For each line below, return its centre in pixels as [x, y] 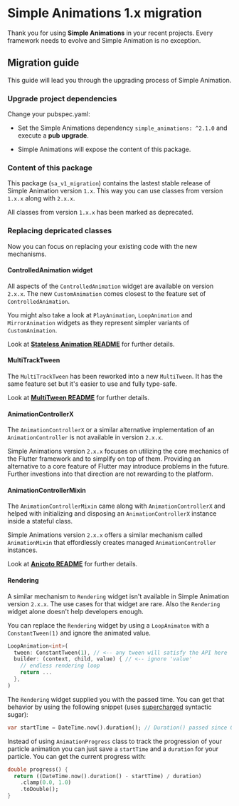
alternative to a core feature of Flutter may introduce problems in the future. [118, 466]
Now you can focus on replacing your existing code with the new [102, 246]
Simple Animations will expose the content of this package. [104, 149]
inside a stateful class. [40, 521]
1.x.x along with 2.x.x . [41, 198]
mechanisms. [27, 254]
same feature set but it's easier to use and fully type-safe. [92, 384]
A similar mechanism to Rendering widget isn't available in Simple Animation [118, 596]
